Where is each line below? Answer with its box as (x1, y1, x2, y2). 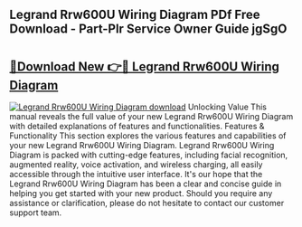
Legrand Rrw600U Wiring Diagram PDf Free (9, 7, 260, 23)
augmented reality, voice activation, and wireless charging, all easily (9, 159, 263, 170)
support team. (9, 207, 62, 218)
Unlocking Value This (187, 101, 267, 112)
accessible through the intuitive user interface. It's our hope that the (9, 169, 263, 179)
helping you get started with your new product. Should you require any (9, 188, 273, 198)
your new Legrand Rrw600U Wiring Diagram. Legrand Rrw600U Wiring (9, 140, 275, 150)
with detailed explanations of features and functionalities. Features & (9, 121, 265, 131)
